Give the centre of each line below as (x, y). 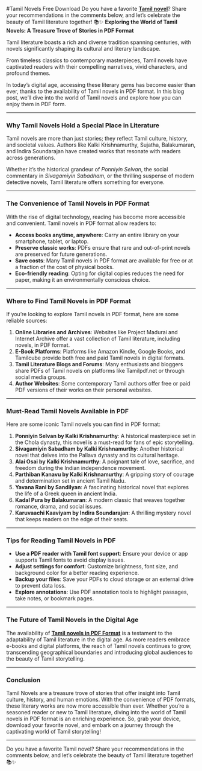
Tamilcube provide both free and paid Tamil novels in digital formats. (100, 358)
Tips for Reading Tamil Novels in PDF (61, 541)
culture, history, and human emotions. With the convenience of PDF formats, (101, 700)
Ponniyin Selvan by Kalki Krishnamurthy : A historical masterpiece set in (105, 436)
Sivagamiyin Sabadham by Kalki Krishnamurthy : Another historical (99, 449)
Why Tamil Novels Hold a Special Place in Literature (83, 125)
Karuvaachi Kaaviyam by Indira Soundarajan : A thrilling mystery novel (103, 513)
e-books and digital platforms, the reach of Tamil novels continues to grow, (99, 646)
